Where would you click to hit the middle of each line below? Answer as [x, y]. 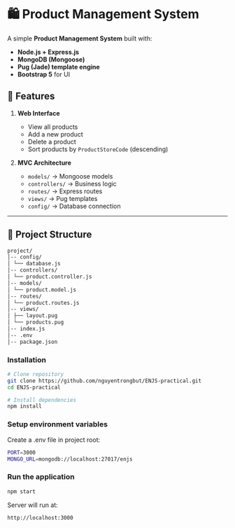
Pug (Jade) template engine [58, 67]
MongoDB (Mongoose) [51, 59]
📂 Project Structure [50, 235]
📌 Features [31, 96]
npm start [22, 492]
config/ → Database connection [74, 206]
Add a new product [56, 134]
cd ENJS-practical [34, 387]
